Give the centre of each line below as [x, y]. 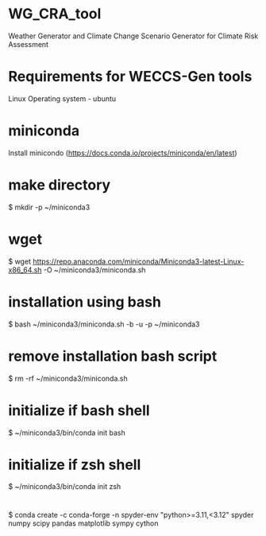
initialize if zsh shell [75, 465]
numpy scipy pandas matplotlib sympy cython [83, 523]
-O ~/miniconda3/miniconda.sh [94, 270]
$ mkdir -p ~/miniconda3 [49, 207]
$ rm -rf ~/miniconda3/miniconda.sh [68, 378]
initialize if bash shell [79, 410]
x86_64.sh [25, 270]
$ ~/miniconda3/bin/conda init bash [67, 432]
